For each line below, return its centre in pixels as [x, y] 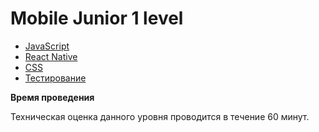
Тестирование [55, 78]
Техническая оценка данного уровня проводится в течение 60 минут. [160, 116]
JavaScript [47, 46]
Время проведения [52, 97]
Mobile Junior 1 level [97, 18]
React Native [51, 56]
